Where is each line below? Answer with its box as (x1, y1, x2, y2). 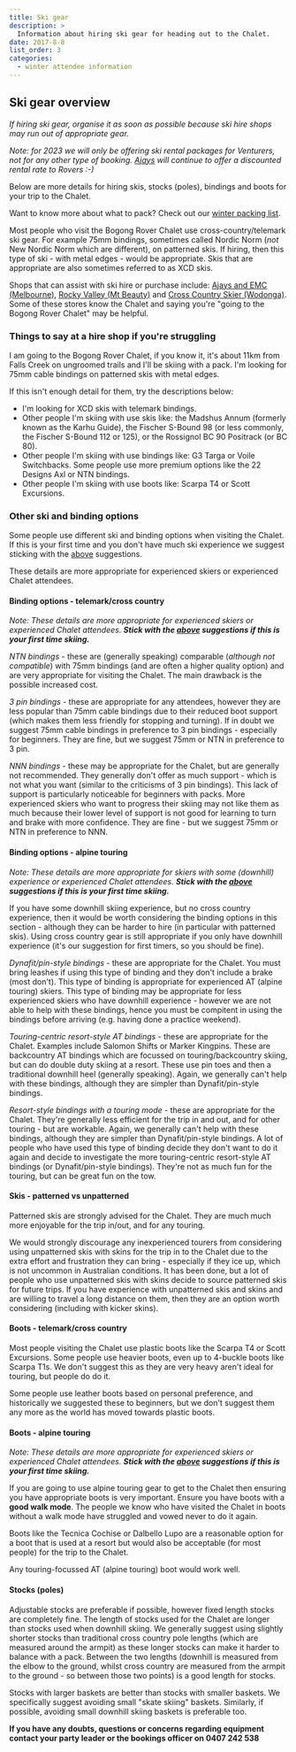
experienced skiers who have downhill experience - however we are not (9, 995, 271, 1006)
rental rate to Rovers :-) (9, 164, 95, 174)
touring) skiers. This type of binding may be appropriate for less (9, 985, 242, 996)
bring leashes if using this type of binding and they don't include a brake (9, 967, 273, 977)
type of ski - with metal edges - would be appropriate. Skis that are (9, 253, 254, 264)
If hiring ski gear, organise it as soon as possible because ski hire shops (9, 119, 272, 129)
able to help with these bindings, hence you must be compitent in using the (9, 1004, 283, 1015)
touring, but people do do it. (9, 1371, 111, 1382)
